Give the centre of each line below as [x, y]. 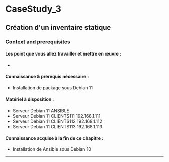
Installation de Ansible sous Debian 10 [52, 149]
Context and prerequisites [38, 42]
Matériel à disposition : [30, 99]
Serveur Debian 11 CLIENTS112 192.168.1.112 [57, 121]
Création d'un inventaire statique [58, 28]
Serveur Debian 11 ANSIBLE [41, 111]
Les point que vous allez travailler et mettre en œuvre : [63, 54]
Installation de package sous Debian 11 [53, 88]
